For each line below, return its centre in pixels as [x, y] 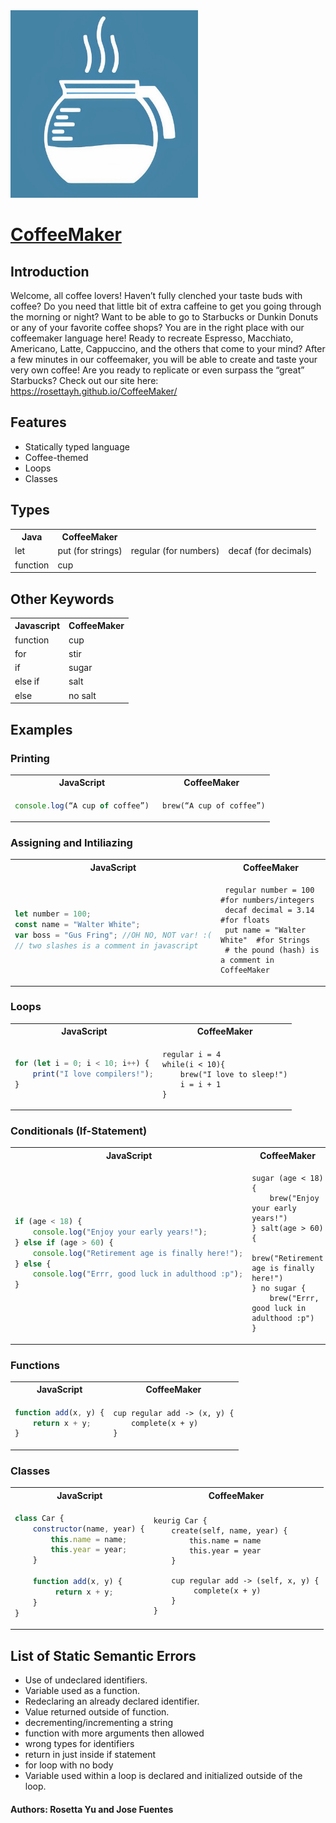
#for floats [245, 920]
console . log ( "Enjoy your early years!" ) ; [120, 1232]
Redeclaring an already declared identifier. [112, 1701]
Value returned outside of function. [97, 1711]
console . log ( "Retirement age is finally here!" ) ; [138, 1253]
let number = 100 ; [53, 914]
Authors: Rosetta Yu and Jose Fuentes [92, 1809]
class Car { [39, 1518]
